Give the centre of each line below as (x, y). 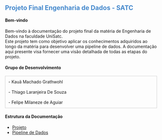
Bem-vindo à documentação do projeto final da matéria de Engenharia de (78, 31)
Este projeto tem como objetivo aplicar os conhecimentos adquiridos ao (76, 41)
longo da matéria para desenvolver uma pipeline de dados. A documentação (81, 46)
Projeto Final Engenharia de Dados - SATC (69, 8)
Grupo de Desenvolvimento (33, 68)
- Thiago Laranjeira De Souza (37, 92)
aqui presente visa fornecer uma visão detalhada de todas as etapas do (76, 51)
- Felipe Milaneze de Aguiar (36, 102)
